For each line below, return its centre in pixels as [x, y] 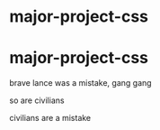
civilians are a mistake [50, 118]
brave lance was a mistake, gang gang [80, 83]
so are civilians [37, 100]
